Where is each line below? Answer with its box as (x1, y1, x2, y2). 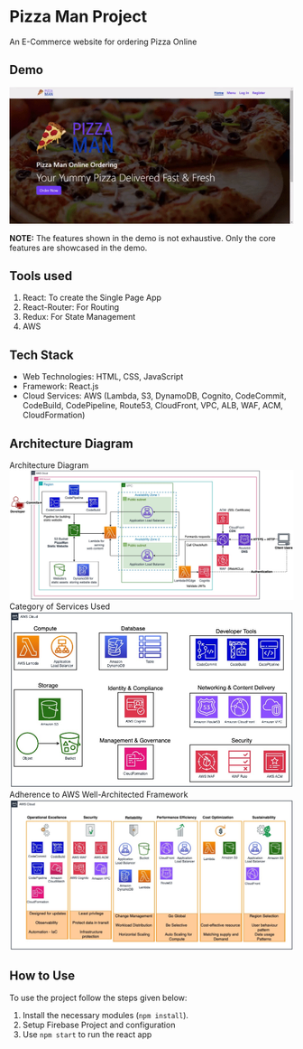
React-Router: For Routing (22, 302, 120, 313)
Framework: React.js (22, 381, 99, 392)
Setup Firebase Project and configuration (22, 1019, 176, 1030)
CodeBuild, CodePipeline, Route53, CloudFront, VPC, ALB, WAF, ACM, (22, 400, 284, 411)
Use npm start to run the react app (22, 1028, 152, 1040)
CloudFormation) (22, 409, 86, 421)
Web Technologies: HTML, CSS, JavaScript (22, 371, 184, 382)
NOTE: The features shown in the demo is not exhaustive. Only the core (9, 232, 277, 243)
